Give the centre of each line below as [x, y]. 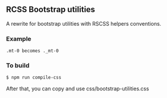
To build [18, 65]
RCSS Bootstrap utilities [51, 10]
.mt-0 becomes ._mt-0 [33, 51]
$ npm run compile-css [34, 78]
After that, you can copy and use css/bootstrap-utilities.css [78, 89]
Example [19, 38]
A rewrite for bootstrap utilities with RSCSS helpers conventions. [84, 23]
